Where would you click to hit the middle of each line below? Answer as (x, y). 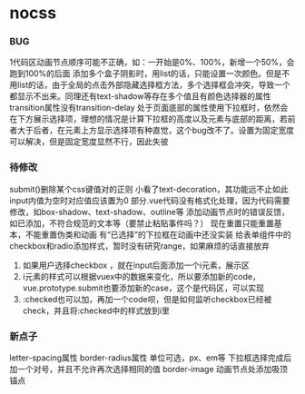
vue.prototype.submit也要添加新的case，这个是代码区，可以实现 (143, 288)
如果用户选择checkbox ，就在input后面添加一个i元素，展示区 (136, 265)
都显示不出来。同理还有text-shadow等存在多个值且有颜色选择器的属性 (140, 96)
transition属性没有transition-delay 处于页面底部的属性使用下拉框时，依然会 (149, 108)
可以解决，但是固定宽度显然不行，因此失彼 (89, 142)
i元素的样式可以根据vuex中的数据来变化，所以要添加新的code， (141, 276)
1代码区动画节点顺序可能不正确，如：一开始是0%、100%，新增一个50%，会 (152, 63)
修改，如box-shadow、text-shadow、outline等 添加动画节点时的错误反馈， (150, 212)
